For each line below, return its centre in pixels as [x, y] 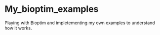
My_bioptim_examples [52, 9]
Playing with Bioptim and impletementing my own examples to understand [80, 23]
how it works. [18, 28]
